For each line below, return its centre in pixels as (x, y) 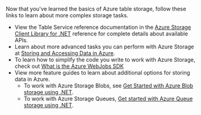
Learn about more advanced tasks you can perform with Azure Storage (104, 46)
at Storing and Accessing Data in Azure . (65, 53)
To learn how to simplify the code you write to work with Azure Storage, (105, 60)
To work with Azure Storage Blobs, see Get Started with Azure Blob (108, 86)
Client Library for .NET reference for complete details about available (101, 34)
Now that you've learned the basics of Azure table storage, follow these (96, 9)
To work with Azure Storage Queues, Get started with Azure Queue (108, 98)
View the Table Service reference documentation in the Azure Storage (103, 27)
